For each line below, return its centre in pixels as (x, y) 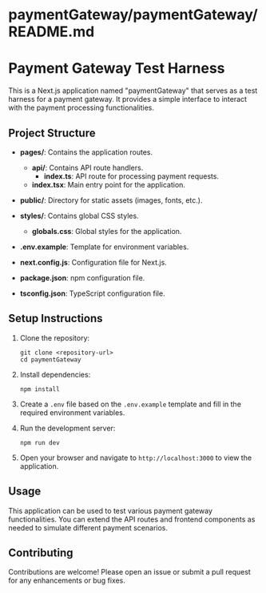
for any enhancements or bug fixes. (67, 581)
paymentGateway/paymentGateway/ (133, 15)
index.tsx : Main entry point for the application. (109, 184)
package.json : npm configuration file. (82, 277)
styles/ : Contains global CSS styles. (79, 216)
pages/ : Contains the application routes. (86, 152)
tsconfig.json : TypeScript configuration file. (92, 293)
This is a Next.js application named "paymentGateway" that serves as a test (133, 91)
